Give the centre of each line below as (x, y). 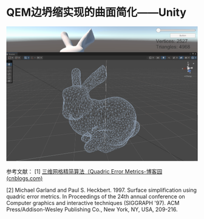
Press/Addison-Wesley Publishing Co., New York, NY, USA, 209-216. (92, 209)
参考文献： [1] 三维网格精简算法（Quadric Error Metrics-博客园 (84, 171)
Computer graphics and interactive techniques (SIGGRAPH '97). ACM (93, 203)
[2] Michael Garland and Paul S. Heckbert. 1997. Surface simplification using (102, 190)
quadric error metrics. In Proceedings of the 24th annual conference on (96, 196)
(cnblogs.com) (25, 178)
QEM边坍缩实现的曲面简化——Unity (97, 12)
